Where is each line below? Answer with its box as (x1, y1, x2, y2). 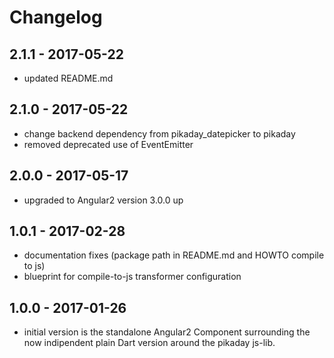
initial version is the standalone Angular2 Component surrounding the (23, 326, 311, 338)
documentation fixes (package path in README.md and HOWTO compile (23, 249, 325, 261)
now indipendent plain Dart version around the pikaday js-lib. (23, 337, 276, 349)
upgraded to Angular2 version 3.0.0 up (23, 194, 184, 206)
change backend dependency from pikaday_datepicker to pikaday (23, 127, 296, 140)
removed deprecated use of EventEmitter (23, 138, 194, 150)
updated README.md (23, 72, 114, 84)
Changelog (9, 6, 103, 29)
